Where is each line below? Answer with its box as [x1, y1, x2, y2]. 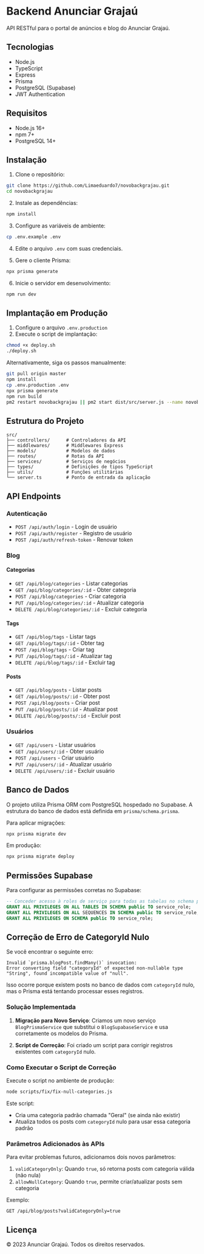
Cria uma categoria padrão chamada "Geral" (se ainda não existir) [15, 1111, 181, 1118]
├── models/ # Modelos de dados [6, 448, 115, 454]
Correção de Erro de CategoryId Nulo [6, 932, 150, 943]
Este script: [6, 1100, 35, 1107]
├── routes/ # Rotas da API [6, 453, 104, 460]
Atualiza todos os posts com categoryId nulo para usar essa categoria [15, 1118, 191, 1125]
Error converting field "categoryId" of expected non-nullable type [6, 965, 183, 971]
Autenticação [6, 509, 47, 518]
